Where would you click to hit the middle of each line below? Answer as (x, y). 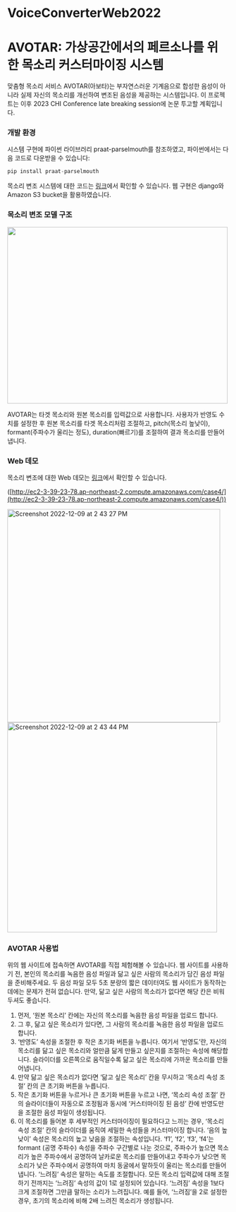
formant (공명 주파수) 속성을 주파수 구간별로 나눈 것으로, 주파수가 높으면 (117, 1148)
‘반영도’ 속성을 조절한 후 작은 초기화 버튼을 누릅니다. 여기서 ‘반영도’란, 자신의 (122, 1042)
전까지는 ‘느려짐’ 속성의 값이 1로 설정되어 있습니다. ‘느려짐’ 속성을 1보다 (128, 1183)
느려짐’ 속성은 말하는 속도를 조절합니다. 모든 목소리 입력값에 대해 (128, 1175)
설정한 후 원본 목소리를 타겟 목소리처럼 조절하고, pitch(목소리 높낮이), (115, 423)
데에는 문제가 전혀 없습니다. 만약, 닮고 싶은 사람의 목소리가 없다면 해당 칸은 (110, 992)
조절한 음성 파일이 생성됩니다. (66, 1112)
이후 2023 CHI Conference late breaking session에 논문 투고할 (109, 104)
